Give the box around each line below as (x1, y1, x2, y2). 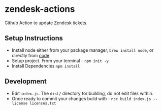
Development (4, 77, 47, 86)
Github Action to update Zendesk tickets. (4, 20, 88, 26)
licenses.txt (30, 101, 56, 106)
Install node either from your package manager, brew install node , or (11, 47, 154, 53)
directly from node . (11, 52, 51, 58)
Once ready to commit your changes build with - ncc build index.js (11, 95, 151, 102)
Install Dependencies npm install (11, 63, 80, 69)
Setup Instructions (4, 34, 63, 42)
